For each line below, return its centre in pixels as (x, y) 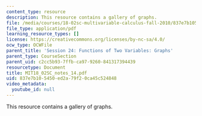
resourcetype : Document (36, 67)
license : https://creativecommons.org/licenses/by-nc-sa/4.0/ (86, 39)
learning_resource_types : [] (43, 34)
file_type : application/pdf (41, 28)
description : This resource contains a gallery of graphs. (82, 17)
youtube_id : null (33, 90)
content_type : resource (36, 12)
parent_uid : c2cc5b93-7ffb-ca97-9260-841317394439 (71, 62)
